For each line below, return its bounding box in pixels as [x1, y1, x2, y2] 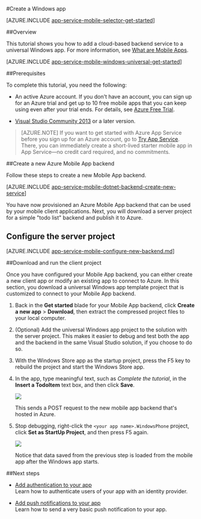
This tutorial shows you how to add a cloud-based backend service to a [6, 40, 184, 47]
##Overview [6, 28, 37, 35]
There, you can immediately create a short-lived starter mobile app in [20, 142, 193, 149]
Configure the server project [6, 232, 115, 242]
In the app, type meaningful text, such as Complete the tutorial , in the [14, 375, 187, 382]
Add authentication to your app [14, 481, 92, 488]
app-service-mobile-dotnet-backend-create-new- [51, 183, 176, 190]
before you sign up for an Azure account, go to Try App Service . [20, 135, 180, 143]
